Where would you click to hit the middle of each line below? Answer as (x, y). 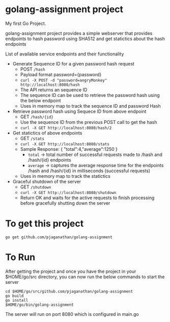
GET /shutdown (36, 187)
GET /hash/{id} (37, 117)
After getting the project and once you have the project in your (71, 271)
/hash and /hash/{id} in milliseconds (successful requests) (89, 171)
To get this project (45, 224)
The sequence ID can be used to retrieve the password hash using (90, 95)
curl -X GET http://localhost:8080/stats (65, 144)
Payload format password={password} (61, 74)
